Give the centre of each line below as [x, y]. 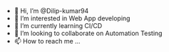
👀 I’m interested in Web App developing [72, 18]
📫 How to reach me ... [47, 41]
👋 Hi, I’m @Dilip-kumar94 [51, 11]
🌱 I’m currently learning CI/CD [58, 26]
